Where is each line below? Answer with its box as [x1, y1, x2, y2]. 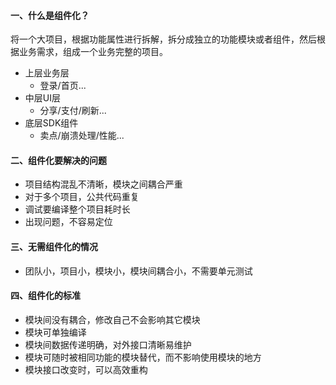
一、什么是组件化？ [10, 9, 90, 21]
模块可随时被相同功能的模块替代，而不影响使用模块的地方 [24, 351, 262, 363]
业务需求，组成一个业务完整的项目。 [18, 46, 168, 58]
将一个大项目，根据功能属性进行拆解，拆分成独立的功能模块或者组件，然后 [10, 33, 317, 45]
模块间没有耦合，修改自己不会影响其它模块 [24, 313, 201, 325]
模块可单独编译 [24, 326, 87, 338]
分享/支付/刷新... [39, 105, 107, 117]
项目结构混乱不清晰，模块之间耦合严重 [24, 178, 183, 190]
